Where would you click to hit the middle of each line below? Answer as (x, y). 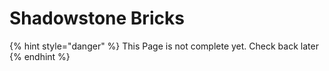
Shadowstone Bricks (97, 18)
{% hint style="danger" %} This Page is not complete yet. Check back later (164, 46)
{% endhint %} (40, 56)
